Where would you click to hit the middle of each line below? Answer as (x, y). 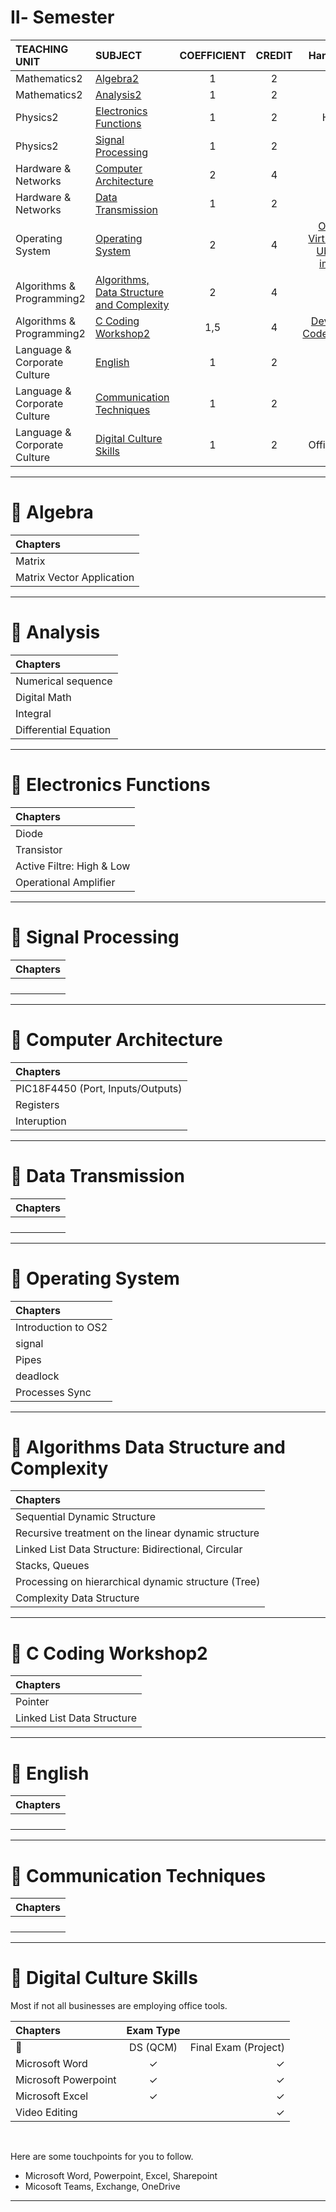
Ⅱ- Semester (62, 17)
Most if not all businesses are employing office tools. (119, 2006)
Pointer (32, 1702)
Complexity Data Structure (77, 1598)
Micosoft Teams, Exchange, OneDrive (102, 2187)
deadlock (37, 1376)
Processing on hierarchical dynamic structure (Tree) (138, 1582)
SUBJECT (118, 55)
